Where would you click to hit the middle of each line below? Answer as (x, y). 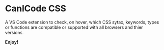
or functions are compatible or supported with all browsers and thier (74, 27)
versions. (14, 32)
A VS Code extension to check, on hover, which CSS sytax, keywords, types (82, 22)
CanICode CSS (36, 9)
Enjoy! (12, 42)
